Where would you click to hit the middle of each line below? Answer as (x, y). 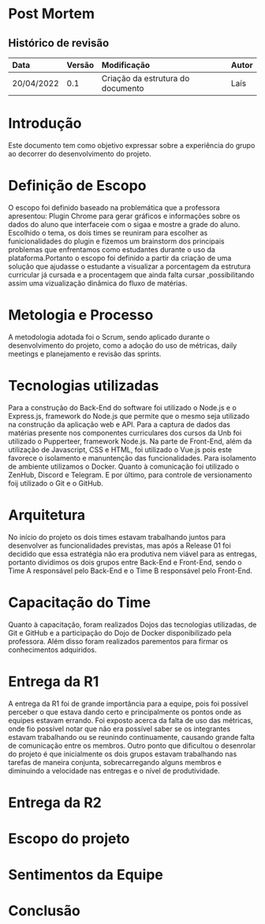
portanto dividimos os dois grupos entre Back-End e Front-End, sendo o (125, 562)
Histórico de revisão (59, 43)
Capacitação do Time (80, 602)
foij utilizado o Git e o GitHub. (56, 483)
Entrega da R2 (55, 802)
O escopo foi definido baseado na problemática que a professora (114, 207)
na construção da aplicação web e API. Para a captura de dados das (119, 424)
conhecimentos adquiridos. (52, 650)
